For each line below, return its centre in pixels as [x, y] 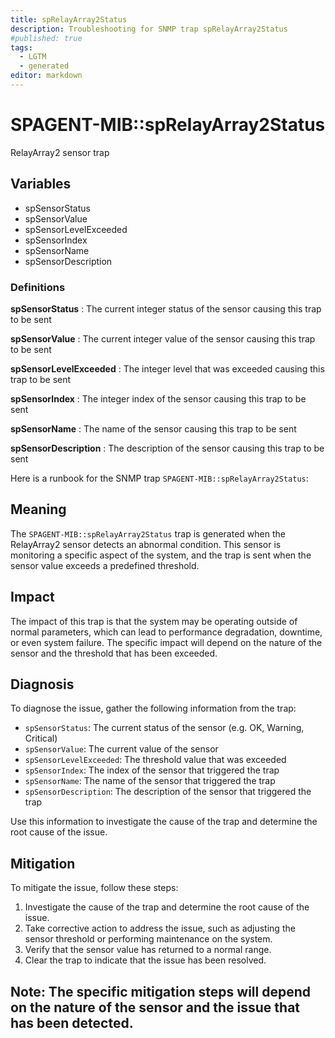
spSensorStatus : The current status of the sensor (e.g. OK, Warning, [164, 728]
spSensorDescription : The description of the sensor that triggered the [168, 792]
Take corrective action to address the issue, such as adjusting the [160, 928]
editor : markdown [46, 76]
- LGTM [33, 57]
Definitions [38, 287]
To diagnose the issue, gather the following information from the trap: [153, 708]
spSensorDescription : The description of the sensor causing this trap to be [167, 448]
